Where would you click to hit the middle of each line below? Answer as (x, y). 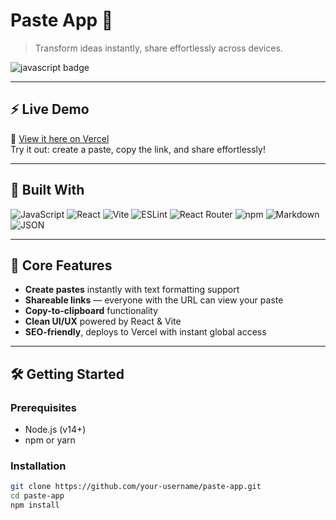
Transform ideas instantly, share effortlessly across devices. (158, 48)
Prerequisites (43, 407)
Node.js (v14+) (55, 430)
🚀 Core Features (61, 265)
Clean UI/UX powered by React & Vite (103, 321)
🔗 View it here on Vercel (60, 138)
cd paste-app (37, 496)
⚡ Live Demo (50, 109)
